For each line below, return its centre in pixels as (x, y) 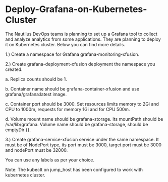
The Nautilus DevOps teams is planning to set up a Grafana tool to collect (81, 34)
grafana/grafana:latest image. (36, 94)
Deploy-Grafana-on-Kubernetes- (76, 9)
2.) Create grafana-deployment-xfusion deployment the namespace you (80, 64)
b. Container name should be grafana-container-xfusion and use (72, 88)
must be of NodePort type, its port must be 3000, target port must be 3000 (83, 145)
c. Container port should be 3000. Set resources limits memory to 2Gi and (82, 104)
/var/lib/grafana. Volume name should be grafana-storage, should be (77, 124)
